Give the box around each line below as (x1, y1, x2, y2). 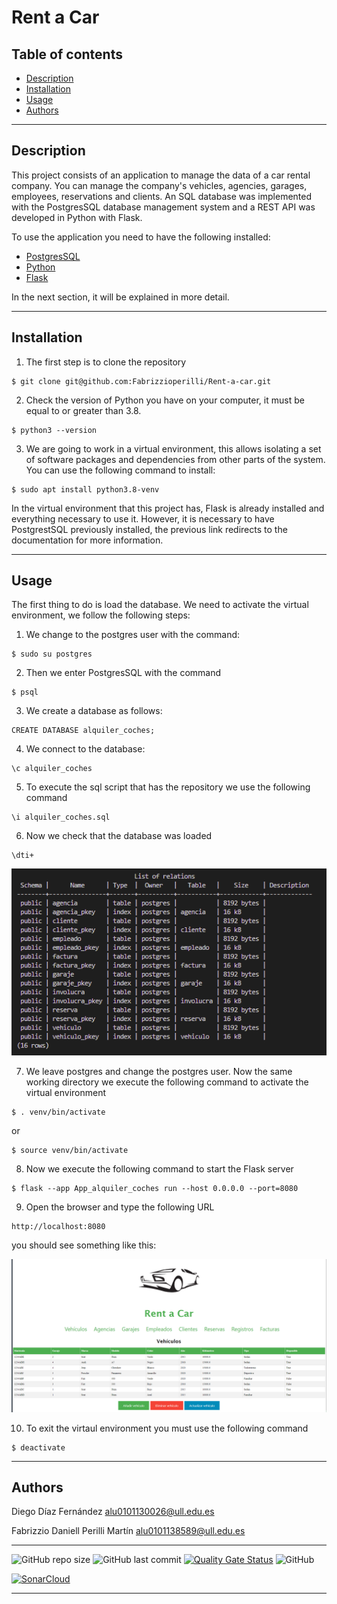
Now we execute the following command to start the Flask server (25, 1163, 294, 1175)
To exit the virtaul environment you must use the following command (25, 1422, 309, 1434)
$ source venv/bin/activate (11, 1146, 129, 1156)
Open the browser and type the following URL (25, 1201, 215, 1213)
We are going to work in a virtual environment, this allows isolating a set (25, 442, 322, 455)
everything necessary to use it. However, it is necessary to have (11, 512, 275, 525)
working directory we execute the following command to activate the (25, 1076, 309, 1088)
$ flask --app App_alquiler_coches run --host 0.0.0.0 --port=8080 (11, 1184, 299, 1194)
